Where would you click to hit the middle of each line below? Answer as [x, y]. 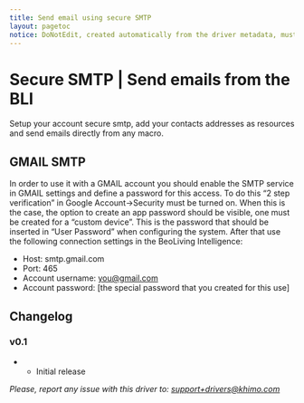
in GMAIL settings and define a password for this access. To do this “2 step [150, 193]
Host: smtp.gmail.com [63, 259]
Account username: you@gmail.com [90, 278]
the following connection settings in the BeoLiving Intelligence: [126, 242]
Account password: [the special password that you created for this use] [156, 288]
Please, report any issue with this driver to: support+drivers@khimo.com [145, 389]
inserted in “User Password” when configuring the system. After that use [145, 232]
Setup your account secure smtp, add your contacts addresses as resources [152, 124]
